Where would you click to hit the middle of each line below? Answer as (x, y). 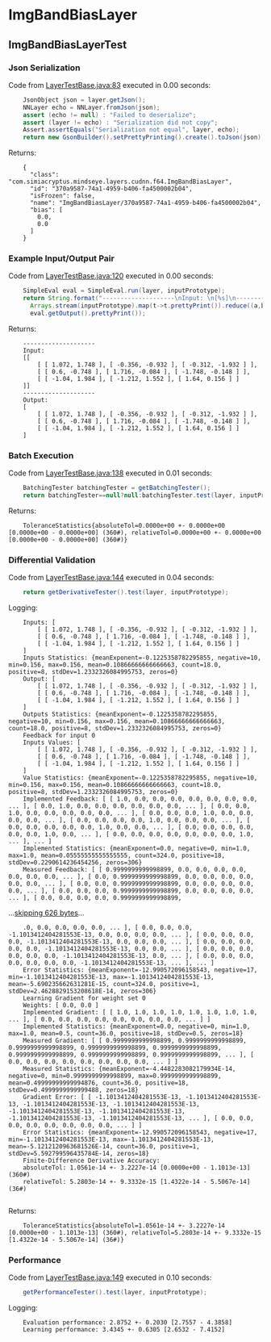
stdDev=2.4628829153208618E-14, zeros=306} (83, 991)
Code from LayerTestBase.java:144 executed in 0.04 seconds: (111, 578)
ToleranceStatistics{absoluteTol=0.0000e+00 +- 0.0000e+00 (124, 525)
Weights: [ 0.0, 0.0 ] (61, 1005)
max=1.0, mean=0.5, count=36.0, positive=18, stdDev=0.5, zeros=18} (126, 1034)
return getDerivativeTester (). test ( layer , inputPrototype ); (126, 592)
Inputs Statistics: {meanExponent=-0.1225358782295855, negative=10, (142, 658)
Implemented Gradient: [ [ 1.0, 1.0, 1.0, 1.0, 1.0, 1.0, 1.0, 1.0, (140, 1013)
